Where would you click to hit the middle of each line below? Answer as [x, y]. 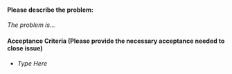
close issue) [25, 48]
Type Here [32, 64]
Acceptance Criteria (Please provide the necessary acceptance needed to [116, 41]
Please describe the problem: [50, 10]
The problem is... [31, 25]
